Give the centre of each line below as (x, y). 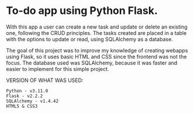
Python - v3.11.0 (27, 91)
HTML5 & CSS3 (22, 106)
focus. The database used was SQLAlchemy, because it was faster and (92, 63)
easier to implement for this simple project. (58, 69)
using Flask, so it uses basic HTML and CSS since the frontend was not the (96, 56)
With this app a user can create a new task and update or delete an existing (97, 27)
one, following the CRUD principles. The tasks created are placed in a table (96, 33)
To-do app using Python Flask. (82, 11)
